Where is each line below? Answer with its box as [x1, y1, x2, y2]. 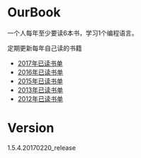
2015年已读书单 [17, 76, 64, 85]
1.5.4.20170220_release [7, 143, 77, 152]
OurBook [7, 4, 61, 21]
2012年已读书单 [17, 94, 64, 103]
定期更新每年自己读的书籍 [7, 43, 82, 52]
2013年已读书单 [17, 85, 64, 94]
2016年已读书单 [17, 68, 64, 76]
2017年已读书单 [17, 58, 63, 68]
